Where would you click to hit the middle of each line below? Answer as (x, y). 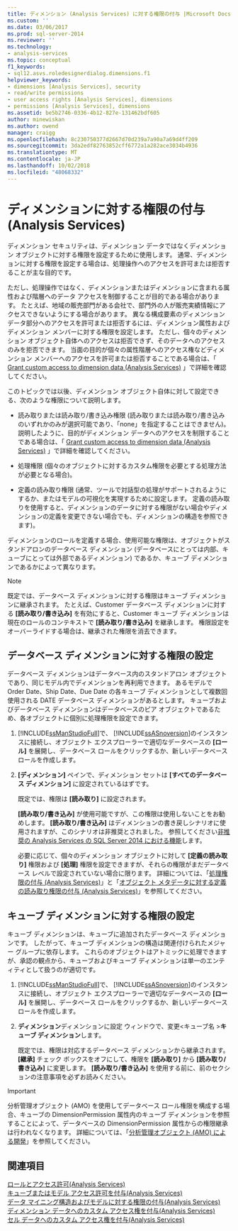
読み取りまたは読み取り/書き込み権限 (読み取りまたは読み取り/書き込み (121, 415)
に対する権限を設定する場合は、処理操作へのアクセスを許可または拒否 (122, 263)
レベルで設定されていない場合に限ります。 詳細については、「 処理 (126, 873)
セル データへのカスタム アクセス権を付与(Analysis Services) (96, 1220)
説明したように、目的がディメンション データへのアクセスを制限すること (124, 433)
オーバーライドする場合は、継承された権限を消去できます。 (94, 631)
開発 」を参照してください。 (53, 1141)
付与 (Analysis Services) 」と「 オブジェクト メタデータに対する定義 (128, 882)
